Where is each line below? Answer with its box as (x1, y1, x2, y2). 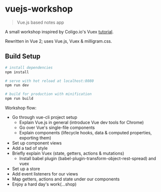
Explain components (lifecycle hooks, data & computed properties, (19, 130, 152, 135)
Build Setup (5, 52, 41, 61)
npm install (5, 69, 29, 75)
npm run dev (5, 83, 29, 88)
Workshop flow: (5, 105, 37, 111)
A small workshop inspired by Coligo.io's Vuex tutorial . (5, 29, 114, 34)
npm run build (5, 96, 34, 101)
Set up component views (12, 140, 62, 146)
